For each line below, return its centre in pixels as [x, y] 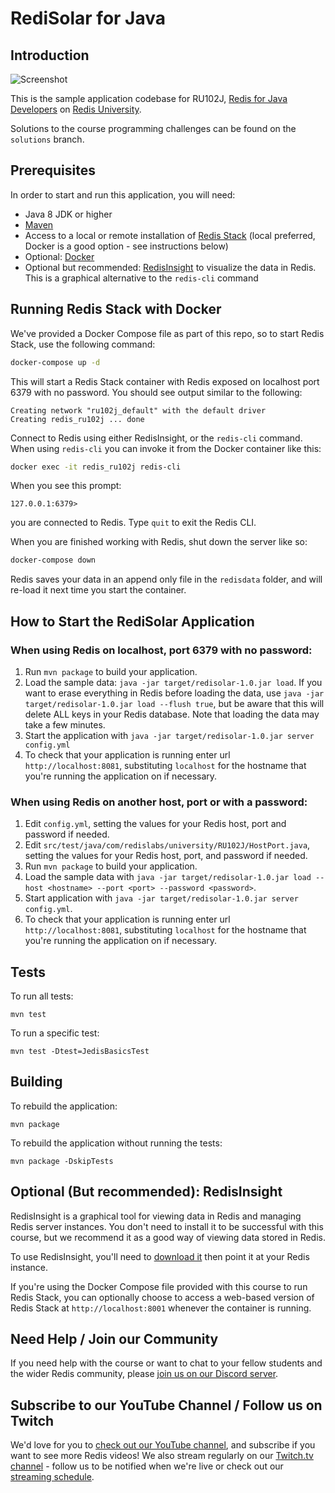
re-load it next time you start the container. [98, 590]
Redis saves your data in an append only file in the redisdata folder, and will [166, 579]
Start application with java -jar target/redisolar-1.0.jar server [161, 898]
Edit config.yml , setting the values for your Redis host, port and [155, 824]
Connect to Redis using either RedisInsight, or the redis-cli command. [156, 438]
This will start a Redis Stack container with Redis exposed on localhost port [165, 381]
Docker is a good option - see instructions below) [126, 246]
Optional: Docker [59, 256]
